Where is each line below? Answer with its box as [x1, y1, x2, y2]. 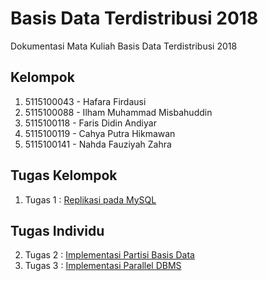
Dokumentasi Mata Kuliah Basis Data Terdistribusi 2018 [10, 40, 238, 52]
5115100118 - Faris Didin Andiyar [24, 117, 157, 129]
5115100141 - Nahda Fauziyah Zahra [24, 138, 172, 150]
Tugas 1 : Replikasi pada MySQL [24, 193, 157, 206]
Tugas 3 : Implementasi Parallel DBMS [24, 260, 182, 272]
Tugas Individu [10, 222, 105, 239]
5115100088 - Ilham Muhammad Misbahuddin [24, 106, 213, 118]
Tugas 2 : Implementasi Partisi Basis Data [24, 249, 195, 261]
